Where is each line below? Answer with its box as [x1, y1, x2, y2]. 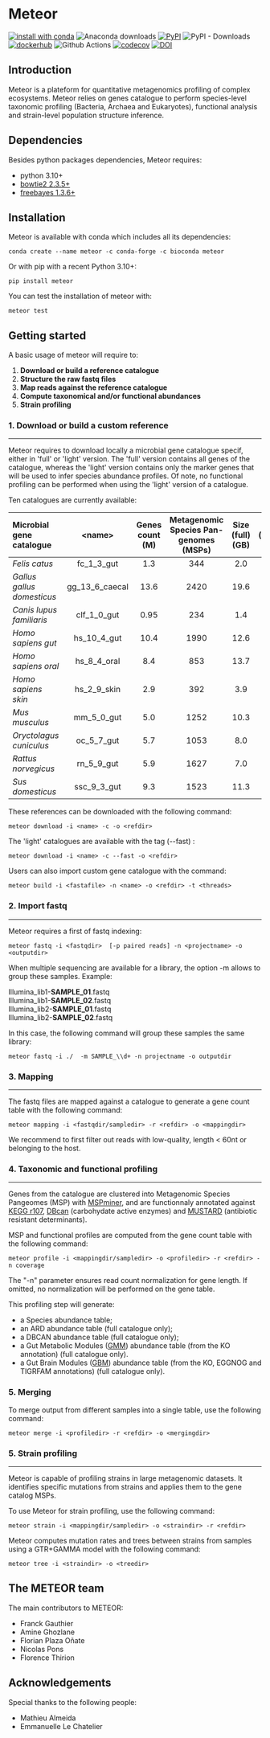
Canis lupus [12, 605, 58, 616]
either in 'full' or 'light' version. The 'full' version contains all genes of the [8, 454, 251, 464]
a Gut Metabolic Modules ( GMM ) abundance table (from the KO [19, 1341, 231, 1351]
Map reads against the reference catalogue [19, 383, 168, 392]
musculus [12, 717, 50, 728]
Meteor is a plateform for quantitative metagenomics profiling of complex [8, 84, 251, 94]
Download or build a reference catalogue [19, 366, 159, 375]
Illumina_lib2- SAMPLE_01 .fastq [8, 1004, 112, 1014]
